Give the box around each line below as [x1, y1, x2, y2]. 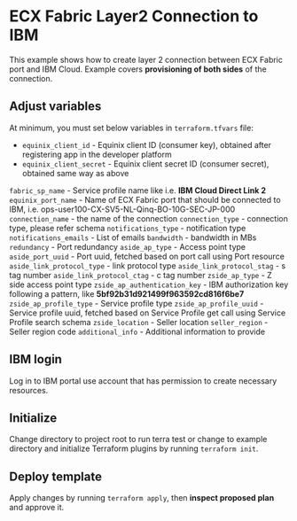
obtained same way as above [21, 167, 129, 178]
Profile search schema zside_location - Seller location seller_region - [9, 316, 269, 327]
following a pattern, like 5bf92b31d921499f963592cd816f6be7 [9, 288, 245, 299]
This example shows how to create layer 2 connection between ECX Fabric [9, 54, 284, 65]
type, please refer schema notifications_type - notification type [9, 222, 246, 233]
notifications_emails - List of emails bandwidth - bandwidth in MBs [9, 232, 257, 243]
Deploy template [9, 469, 102, 484]
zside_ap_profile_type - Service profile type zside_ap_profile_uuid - [9, 298, 264, 308]
